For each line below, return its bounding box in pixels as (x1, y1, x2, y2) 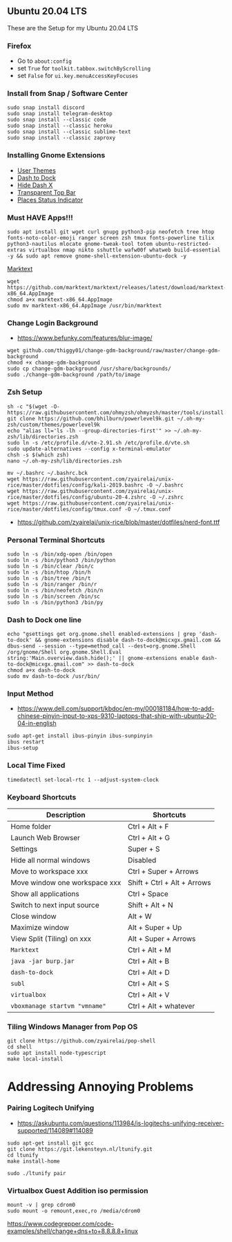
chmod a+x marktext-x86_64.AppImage (7, 296, 113, 303)
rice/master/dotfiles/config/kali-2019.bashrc (7, 481, 144, 489)
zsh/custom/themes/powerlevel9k (7, 421, 100, 428)
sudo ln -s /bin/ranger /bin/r (7, 581, 97, 588)
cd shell (7, 1044, 32, 1051)
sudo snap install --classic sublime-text (7, 128, 131, 135)
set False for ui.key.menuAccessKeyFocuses (17, 72, 139, 80)
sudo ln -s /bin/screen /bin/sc (7, 593, 100, 600)
